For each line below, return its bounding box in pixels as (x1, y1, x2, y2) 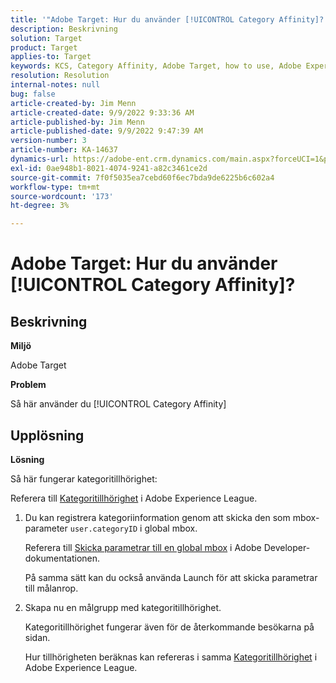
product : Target (10, 42, 78, 53)
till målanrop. (24, 582, 79, 594)
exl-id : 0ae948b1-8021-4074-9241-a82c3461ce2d (10, 163, 208, 173)
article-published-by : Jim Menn (10, 117, 145, 127)
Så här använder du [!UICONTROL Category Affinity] (10, 398, 227, 410)
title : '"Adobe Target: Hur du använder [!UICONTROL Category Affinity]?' (10, 14, 329, 25)
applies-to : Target (10, 52, 92, 62)
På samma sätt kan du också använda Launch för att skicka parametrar (24, 571, 318, 583)
